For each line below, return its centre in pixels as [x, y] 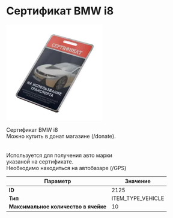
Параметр [58, 181]
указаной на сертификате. [40, 161]
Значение [138, 181]
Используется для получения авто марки [59, 155]
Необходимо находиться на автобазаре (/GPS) [66, 168]
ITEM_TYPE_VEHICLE [138, 198]
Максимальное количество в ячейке [58, 207]
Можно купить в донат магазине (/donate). [61, 136]
